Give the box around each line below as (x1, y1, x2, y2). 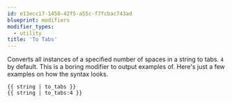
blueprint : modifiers (7, 17, 70, 24)
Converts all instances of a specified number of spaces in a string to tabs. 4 (7, 55, 224, 63)
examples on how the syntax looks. (7, 70, 109, 79)
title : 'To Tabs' (7, 36, 58, 43)
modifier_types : (7, 23, 54, 30)
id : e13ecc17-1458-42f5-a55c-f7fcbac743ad (7, 10, 132, 17)
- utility (13, 29, 42, 37)
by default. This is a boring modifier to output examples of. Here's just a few (7, 63, 225, 71)
